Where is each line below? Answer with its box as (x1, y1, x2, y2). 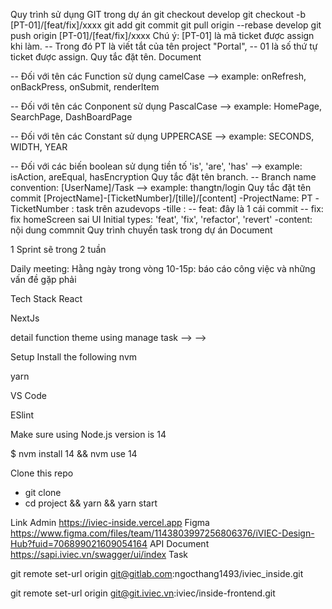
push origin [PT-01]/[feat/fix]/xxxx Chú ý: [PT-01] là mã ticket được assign (10, 30, 315, 41)
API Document (149, 538, 210, 549)
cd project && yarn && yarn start (24, 497, 158, 509)
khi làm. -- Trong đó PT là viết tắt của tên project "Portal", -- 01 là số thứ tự (10, 40, 318, 52)
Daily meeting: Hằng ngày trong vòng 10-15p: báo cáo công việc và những (10, 263, 316, 274)
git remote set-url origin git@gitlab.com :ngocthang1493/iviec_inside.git (10, 568, 304, 579)
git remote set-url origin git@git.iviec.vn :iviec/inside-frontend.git (10, 587, 276, 599)
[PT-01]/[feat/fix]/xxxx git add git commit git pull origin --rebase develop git (10, 19, 322, 31)
